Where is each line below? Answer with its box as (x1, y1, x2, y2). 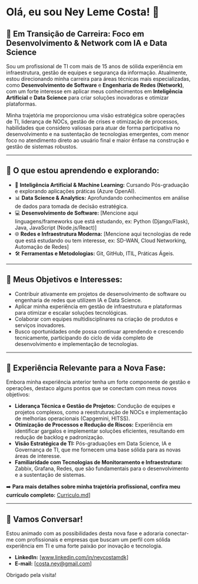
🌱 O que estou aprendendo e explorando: (6, 166, 160, 176)
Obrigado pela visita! (6, 572, 57, 579)
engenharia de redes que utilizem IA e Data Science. (14, 296, 143, 303)
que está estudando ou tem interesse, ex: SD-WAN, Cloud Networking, (14, 237, 187, 244)
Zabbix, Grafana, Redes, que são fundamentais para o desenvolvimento (14, 465, 189, 472)
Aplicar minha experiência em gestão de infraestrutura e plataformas (14, 303, 182, 310)
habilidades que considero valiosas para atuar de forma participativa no (6, 124, 181, 131)
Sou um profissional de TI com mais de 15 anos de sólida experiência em (6, 63, 183, 70)
